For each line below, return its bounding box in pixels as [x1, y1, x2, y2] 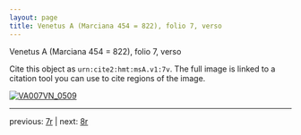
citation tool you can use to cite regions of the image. [9, 72, 206, 83]
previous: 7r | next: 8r [9, 115, 89, 126]
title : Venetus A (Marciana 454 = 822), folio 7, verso [9, 21, 222, 30]
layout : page [9, 13, 58, 22]
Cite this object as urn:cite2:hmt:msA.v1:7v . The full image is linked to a [9, 63, 276, 74]
